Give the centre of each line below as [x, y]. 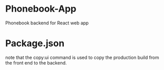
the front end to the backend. [36, 63]
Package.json [35, 43]
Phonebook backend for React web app [47, 23]
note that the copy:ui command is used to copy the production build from [82, 57]
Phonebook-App [41, 9]
